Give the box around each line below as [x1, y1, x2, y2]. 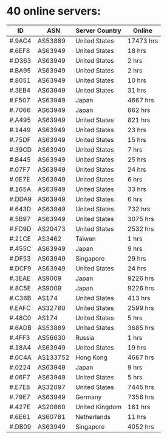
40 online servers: [6, 4, 101, 18]
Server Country [75, 26, 121, 35]
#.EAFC [9, 303, 32, 312]
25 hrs [127, 155, 147, 164]
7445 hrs [127, 382, 154, 391]
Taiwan [75, 234, 96, 243]
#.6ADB [9, 323, 32, 332]
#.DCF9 [9, 264, 32, 272]
